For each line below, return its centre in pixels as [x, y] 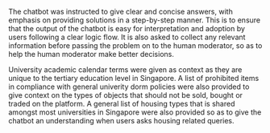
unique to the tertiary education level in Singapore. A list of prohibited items [134, 78]
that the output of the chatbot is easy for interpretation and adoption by [127, 28]
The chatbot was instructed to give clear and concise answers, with [121, 12]
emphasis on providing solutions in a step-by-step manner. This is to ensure [135, 20]
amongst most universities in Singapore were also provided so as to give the [135, 112]
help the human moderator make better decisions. [91, 54]
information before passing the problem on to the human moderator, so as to [135, 46]
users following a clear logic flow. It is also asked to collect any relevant [127, 37]
